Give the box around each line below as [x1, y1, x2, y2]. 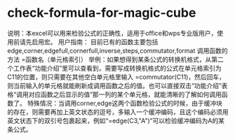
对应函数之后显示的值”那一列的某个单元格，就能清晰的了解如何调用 [28, 90, 222, 99]
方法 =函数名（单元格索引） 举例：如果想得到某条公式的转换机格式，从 [7, 55, 212, 64]
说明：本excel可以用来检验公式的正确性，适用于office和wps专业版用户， [7, 29, 217, 37]
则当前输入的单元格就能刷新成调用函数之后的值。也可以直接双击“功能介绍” [7, 81, 222, 90]
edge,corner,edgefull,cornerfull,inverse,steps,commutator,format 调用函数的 [7, 46, 228, 55]
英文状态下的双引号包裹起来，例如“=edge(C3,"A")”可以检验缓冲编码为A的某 [7, 116, 224, 125]
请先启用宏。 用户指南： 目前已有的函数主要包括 [19, 37, 159, 46]
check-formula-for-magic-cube [7, 5, 196, 21]
